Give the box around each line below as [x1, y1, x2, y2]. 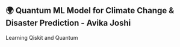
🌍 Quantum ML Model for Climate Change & [5, 5, 175, 16]
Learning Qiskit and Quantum [5, 34, 78, 41]
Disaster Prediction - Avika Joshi [5, 18, 131, 28]
